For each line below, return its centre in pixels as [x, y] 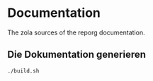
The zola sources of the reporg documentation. [76, 32]
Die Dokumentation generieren [77, 55]
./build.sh [23, 71]
